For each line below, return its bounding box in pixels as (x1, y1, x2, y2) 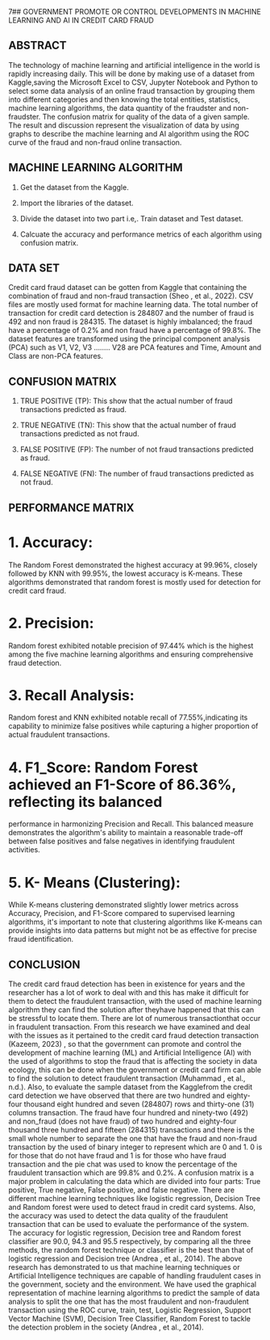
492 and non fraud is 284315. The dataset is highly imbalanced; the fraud (8, 317, 252, 326)
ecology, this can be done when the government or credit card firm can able (8, 1065, 262, 1075)
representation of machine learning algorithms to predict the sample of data (8, 1288, 260, 1298)
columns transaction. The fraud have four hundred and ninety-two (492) (8, 1108, 248, 1118)
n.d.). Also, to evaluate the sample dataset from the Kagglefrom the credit (8, 1082, 253, 1092)
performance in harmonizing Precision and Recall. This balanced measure (8, 819, 254, 829)
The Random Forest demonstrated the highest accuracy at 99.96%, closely (8, 560, 258, 569)
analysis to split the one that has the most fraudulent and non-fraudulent (8, 1296, 250, 1307)
